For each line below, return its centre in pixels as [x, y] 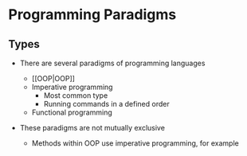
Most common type [76, 96]
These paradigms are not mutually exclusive [92, 128]
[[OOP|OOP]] [53, 78]
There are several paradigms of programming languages [112, 63]
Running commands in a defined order [106, 104]
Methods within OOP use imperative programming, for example [135, 143]
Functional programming [72, 112]
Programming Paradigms [92, 15]
